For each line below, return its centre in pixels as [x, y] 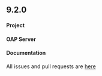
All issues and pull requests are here [51, 66]
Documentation [26, 53]
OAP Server [21, 39]
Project [16, 25]
